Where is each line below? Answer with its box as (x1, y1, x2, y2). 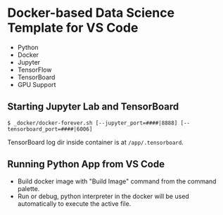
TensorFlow (17, 65, 52, 74)
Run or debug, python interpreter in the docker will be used (17, 192, 190, 200)
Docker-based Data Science (7, 5, 174, 21)
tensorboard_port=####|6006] (7, 125, 93, 133)
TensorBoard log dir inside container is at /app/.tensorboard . (7, 138, 184, 146)
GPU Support (17, 80, 56, 89)
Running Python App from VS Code (7, 158, 165, 170)
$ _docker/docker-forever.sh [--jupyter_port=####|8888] (7, 119, 178, 126)
